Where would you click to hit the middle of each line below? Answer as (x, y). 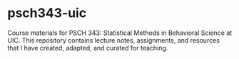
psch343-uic (47, 13)
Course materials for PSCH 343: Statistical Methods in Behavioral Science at (120, 33)
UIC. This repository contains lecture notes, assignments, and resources (113, 40)
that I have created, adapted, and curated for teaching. (88, 48)
